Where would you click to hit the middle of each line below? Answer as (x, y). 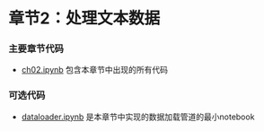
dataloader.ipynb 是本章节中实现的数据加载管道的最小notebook (138, 117)
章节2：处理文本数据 (84, 18)
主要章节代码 (36, 48)
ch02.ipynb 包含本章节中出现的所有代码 (94, 70)
